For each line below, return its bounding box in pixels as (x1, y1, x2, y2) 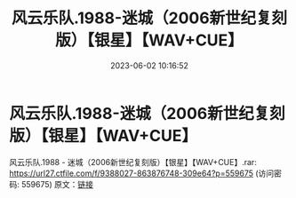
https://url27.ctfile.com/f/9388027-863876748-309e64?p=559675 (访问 (9, 168, 275, 178)
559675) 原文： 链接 (20, 178, 94, 189)
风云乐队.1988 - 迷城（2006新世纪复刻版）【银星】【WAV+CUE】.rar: (9, 156, 258, 167)
